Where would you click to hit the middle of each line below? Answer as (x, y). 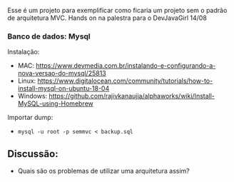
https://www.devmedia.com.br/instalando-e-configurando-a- (126, 66)
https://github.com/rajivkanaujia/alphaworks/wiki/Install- (132, 96)
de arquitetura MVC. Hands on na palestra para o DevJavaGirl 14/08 (107, 18)
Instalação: (24, 52)
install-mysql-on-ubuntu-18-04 (63, 89)
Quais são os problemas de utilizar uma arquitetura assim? (104, 171)
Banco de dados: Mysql (49, 36)
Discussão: (33, 154)
